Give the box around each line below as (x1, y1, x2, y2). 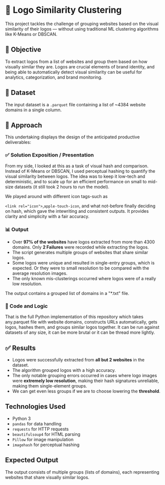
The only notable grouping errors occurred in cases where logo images (12, 373, 157, 379)
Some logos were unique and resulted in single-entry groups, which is (12, 259, 155, 265)
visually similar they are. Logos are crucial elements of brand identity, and (5, 64, 155, 69)
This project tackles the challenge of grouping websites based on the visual (5, 21, 159, 27)
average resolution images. (12, 270, 67, 276)
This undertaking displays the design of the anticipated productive (5, 134, 140, 140)
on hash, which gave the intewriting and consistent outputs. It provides (5, 208, 149, 214)
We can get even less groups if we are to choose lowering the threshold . (12, 388, 161, 394)
